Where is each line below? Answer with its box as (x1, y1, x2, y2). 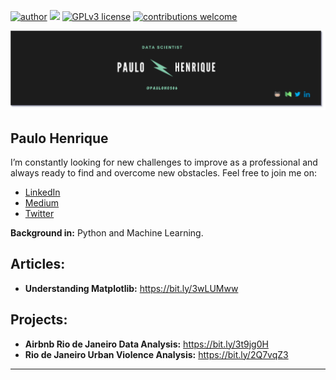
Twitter (24, 207, 55, 219)
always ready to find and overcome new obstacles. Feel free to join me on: (10, 166, 318, 179)
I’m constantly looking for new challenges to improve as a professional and (10, 156, 318, 168)
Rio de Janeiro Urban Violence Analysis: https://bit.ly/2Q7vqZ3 (24, 348, 289, 360)
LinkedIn (24, 186, 61, 198)
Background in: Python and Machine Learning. (10, 226, 204, 239)
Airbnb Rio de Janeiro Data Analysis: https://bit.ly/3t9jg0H (24, 338, 269, 350)
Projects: (10, 311, 68, 329)
